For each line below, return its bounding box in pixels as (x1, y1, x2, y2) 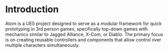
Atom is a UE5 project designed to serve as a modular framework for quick (5, 20, 162, 26)
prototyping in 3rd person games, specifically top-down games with (5, 25, 148, 32)
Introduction (5, 4, 59, 15)
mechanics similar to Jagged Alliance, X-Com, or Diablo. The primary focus (5, 31, 163, 37)
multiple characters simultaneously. (5, 42, 80, 48)
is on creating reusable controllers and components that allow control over (5, 37, 161, 43)
